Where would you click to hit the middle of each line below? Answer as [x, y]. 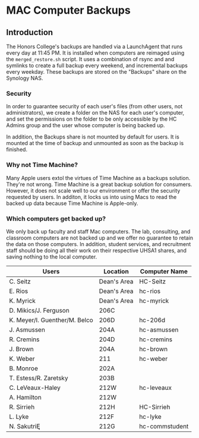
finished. [17, 150]
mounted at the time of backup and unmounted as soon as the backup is [95, 143]
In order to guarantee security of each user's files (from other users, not [94, 106]
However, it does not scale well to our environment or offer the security [93, 190]
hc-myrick [154, 301]
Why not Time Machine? [42, 165]
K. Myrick [22, 301]
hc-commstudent [164, 426]
